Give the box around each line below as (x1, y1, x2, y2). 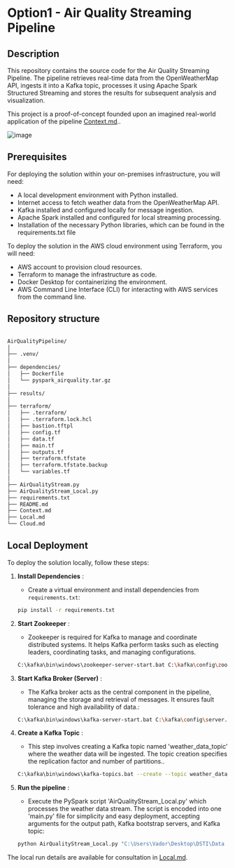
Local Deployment (7, 540, 89, 552)
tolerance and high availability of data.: (27, 702, 140, 711)
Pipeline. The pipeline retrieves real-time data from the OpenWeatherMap (7, 74, 219, 82)
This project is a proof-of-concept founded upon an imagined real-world (7, 110, 216, 118)
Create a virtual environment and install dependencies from (27, 585, 199, 594)
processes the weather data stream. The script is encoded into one (27, 805, 222, 813)
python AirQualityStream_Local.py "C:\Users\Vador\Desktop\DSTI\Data (17, 841, 225, 848)
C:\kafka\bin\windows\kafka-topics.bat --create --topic (17, 770, 187, 778)
